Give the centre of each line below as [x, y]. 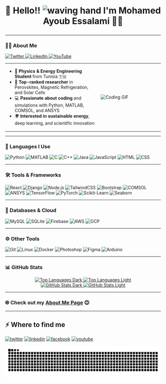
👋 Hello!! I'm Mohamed [83, 11]
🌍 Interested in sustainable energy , [52, 116]
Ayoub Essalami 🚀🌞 [83, 21]
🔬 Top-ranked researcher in [44, 82]
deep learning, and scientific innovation [55, 123]
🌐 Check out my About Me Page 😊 [47, 303]
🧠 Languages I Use [28, 146]
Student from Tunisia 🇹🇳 [41, 76]
